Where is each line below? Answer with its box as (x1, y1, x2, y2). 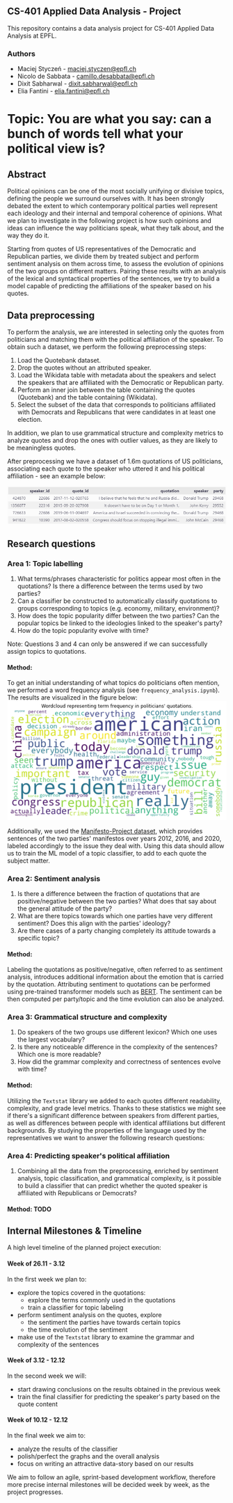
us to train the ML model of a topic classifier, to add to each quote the (7, 849, 207, 857)
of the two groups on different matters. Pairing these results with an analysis (7, 267, 226, 276)
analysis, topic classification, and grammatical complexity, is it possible (17, 1174, 222, 1182)
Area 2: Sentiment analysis (7, 874, 101, 883)
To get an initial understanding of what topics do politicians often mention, (7, 679, 220, 687)
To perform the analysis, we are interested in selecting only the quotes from (7, 327, 225, 336)
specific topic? (17, 934, 60, 942)
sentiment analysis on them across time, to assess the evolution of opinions (7, 260, 224, 268)
